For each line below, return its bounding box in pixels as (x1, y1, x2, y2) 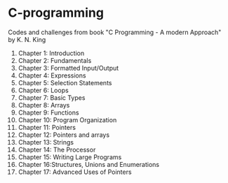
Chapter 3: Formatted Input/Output (18, 64, 119, 72)
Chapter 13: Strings (18, 138, 74, 146)
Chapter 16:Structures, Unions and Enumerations (18, 160, 160, 168)
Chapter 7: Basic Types (18, 93, 86, 102)
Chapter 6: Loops (18, 86, 69, 94)
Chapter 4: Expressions (18, 71, 86, 80)
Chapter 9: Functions (18, 108, 79, 117)
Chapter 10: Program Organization (18, 115, 117, 124)
